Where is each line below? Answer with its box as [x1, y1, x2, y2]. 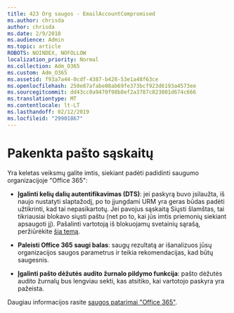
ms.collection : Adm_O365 [7, 63, 80, 70]
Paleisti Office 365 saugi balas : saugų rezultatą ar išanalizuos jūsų [17, 241, 212, 249]
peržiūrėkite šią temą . [17, 226, 81, 236]
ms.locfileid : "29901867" [7, 115, 83, 122]
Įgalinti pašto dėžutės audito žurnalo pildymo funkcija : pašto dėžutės [17, 269, 223, 278]
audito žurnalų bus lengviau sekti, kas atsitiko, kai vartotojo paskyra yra [17, 276, 225, 285]
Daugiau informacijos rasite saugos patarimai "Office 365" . [7, 298, 178, 306]
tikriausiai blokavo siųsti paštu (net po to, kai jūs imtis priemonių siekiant [17, 212, 227, 220]
